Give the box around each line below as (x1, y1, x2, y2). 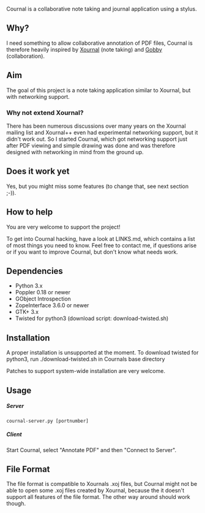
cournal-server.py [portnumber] (6, 418, 89, 424)
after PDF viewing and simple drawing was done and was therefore (6, 141, 176, 149)
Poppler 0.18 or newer (15, 289, 70, 296)
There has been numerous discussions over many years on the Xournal (6, 122, 186, 130)
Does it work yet (6, 166, 70, 177)
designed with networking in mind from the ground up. (6, 148, 144, 155)
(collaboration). (6, 52, 45, 60)
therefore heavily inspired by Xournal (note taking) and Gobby (6, 45, 162, 53)
